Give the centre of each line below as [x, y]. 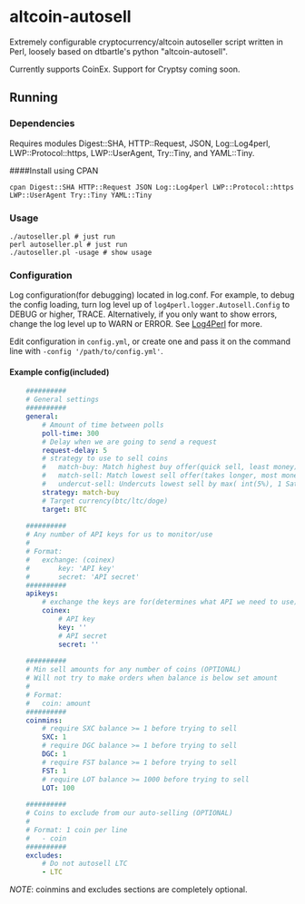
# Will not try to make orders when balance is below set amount [152, 678]
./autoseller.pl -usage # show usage [81, 252]
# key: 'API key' [71, 568]
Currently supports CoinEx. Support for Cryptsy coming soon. [125, 69]
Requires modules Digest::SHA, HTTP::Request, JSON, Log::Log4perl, [140, 143]
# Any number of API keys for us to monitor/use [119, 535]
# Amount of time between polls [103, 425]
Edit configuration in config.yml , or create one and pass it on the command [150, 341]
